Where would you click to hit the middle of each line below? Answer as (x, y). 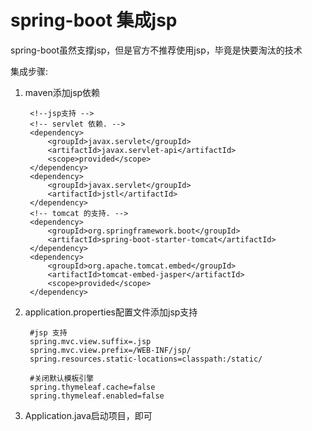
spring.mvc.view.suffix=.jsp (90, 341)
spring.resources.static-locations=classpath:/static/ (146, 359)
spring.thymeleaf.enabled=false (97, 396)
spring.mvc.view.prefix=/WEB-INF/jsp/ (110, 350)
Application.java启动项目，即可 (88, 415)
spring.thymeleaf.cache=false (92, 387)
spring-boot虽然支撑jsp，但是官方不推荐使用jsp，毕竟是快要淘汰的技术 (156, 50)
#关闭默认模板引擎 (62, 378)
